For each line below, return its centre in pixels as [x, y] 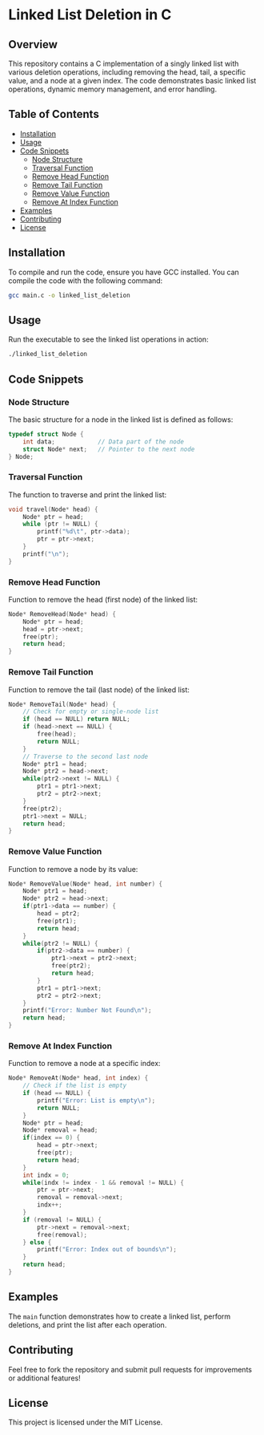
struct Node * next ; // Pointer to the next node [109, 449]
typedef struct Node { [46, 434]
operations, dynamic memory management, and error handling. [113, 89]
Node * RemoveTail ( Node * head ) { [62, 704]
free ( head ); [57, 734]
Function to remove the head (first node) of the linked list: [103, 599]
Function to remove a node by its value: [73, 869]
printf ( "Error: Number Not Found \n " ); [87, 1011]
